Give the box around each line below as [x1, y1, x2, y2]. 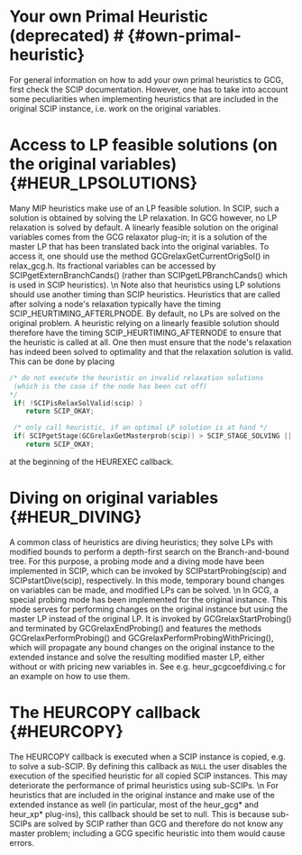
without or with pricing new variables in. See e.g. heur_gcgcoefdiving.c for [9, 660, 287, 672]
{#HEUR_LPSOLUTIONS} [9, 173, 198, 194]
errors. [9, 837, 34, 848]
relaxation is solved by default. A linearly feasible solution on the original [9, 222, 279, 232]
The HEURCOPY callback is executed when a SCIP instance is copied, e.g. [9, 750, 286, 762]
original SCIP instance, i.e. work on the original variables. [9, 103, 221, 114]
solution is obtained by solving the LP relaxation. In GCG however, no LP [9, 212, 278, 223]
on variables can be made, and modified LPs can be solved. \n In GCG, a [9, 584, 279, 596]
